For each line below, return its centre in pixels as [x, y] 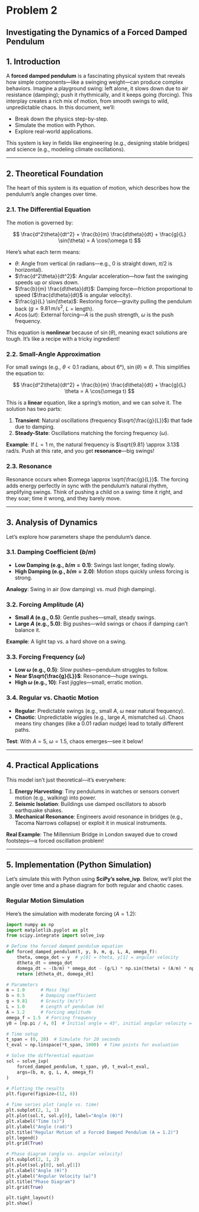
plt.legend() [22, 1138]
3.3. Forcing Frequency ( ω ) [46, 657]
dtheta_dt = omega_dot [45, 963]
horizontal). [29, 269]
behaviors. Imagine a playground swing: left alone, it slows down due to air [97, 88]
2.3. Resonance [29, 467]
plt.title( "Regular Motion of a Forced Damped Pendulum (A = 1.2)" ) [92, 1132]
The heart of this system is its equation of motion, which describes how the [98, 188]
